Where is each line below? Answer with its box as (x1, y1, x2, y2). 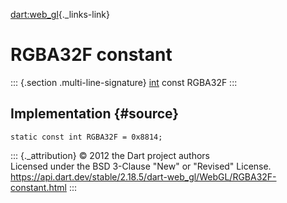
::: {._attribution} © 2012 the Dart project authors (10, 149, 210, 161)
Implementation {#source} (10, 105, 180, 123)
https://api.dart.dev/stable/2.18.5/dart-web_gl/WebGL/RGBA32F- (10, 170, 277, 183)
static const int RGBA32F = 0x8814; (10, 132, 163, 142)
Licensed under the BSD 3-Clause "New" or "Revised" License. (10, 160, 272, 172)
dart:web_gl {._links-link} (10, 9, 110, 20)
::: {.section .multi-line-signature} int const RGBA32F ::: (10, 76, 238, 88)
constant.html (10, 181, 67, 193)
